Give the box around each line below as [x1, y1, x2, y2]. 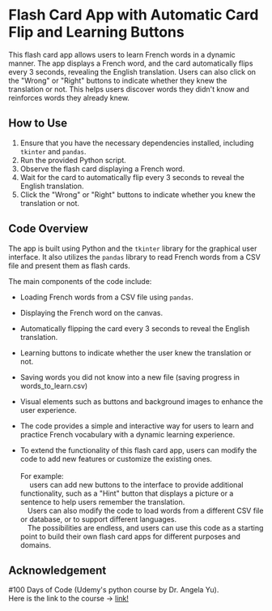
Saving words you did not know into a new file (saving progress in [19, 372, 240, 382]
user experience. [19, 405, 77, 415]
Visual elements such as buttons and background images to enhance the [19, 396, 263, 407]
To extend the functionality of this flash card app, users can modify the [19, 445, 257, 455]
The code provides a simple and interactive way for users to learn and [19, 420, 254, 431]
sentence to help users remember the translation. [19, 497, 185, 506]
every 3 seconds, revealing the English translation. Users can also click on [8, 67, 257, 76]
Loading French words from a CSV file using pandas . [19, 292, 194, 302]
